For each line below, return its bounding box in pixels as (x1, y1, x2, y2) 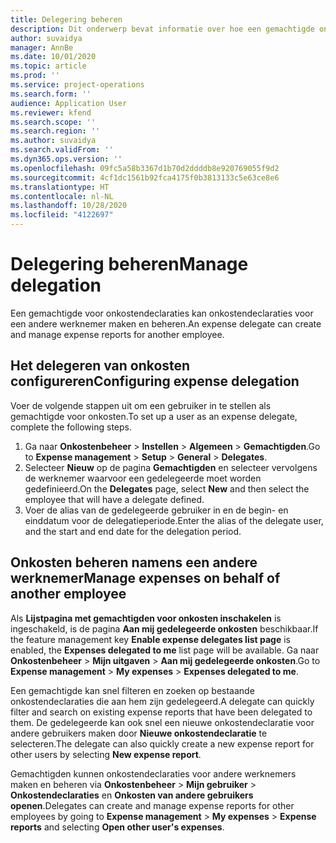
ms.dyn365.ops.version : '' (10, 154, 123, 164)
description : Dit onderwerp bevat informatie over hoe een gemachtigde (10, 24, 315, 34)
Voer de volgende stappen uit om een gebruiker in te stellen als (10, 399, 272, 411)
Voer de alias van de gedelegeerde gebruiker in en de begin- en (24, 504, 289, 516)
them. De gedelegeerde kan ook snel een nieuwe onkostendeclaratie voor (10, 716, 315, 728)
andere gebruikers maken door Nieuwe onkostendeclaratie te (10, 727, 268, 739)
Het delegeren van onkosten (10, 357, 191, 375)
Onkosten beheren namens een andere (10, 554, 258, 571)
